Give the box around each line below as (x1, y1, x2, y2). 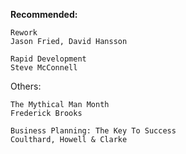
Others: (10, 80, 42, 92)
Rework (10, 28, 38, 38)
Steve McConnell (10, 63, 78, 73)
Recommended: (10, 9, 78, 20)
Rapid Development (10, 54, 87, 64)
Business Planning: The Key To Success (10, 126, 177, 136)
